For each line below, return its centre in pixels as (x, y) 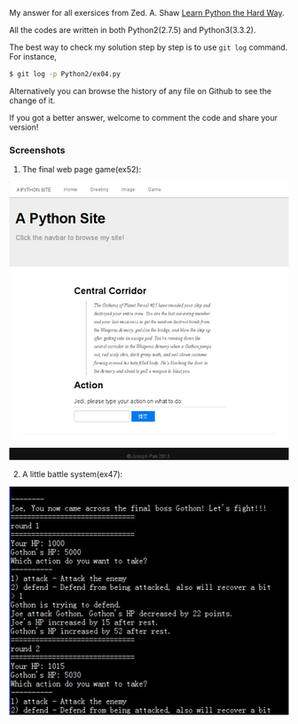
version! (24, 127)
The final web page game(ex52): (82, 170)
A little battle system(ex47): (72, 473)
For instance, (33, 56)
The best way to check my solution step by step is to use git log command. (149, 47)
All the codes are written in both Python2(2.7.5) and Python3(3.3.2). (133, 30)
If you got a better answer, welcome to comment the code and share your (143, 117)
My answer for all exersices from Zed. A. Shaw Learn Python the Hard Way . (147, 13)
